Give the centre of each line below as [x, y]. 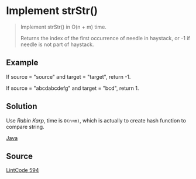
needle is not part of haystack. [57, 44]
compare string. [25, 127]
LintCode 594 [23, 170]
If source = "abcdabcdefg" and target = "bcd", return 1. [73, 88]
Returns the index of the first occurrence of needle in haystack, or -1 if [105, 38]
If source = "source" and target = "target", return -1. [68, 76]
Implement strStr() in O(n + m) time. [63, 27]
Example [22, 63]
